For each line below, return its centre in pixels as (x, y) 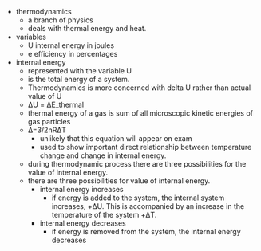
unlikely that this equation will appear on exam (116, 138)
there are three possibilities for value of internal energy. (119, 181)
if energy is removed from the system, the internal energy (146, 231)
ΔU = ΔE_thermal (56, 104)
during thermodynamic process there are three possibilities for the (137, 164)
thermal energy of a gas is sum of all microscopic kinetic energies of (140, 113)
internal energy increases (81, 189)
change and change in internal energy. (103, 155)
